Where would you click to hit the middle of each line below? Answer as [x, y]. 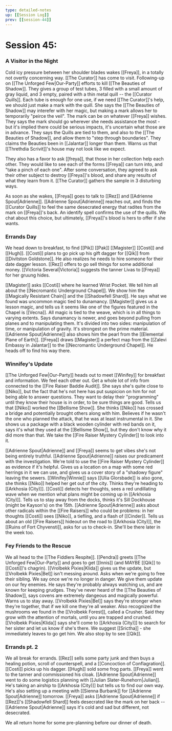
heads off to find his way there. [38, 351]
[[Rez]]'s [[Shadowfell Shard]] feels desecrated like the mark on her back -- [85, 702]
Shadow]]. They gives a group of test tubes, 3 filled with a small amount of [84, 88]
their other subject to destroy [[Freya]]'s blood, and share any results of [81, 175]
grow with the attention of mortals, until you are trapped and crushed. [79, 617]
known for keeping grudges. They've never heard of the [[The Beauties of [83, 590]
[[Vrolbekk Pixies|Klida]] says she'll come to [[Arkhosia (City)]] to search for [85, 623]
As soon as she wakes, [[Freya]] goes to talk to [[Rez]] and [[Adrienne [79, 196]
